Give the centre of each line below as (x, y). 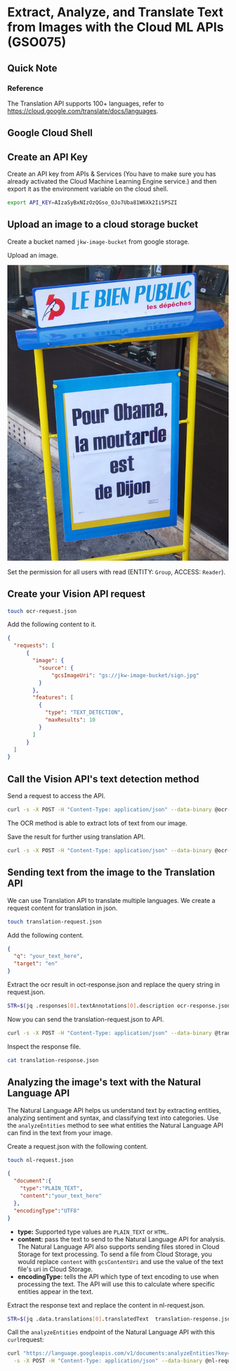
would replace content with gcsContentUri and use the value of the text (120, 1261)
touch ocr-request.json (42, 611)
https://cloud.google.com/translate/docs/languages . (83, 110)
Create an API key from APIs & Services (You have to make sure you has (112, 174)
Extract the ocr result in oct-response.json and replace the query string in (113, 985)
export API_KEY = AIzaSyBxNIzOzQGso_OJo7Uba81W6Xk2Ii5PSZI (92, 203)
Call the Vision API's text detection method (103, 779)
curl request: (26, 1340)
